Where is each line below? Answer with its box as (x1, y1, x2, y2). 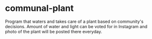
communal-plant (5, 3, 74, 14)
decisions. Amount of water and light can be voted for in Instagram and (5, 23, 148, 29)
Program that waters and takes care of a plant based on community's (5, 19, 144, 24)
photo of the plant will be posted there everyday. (5, 29, 102, 34)
